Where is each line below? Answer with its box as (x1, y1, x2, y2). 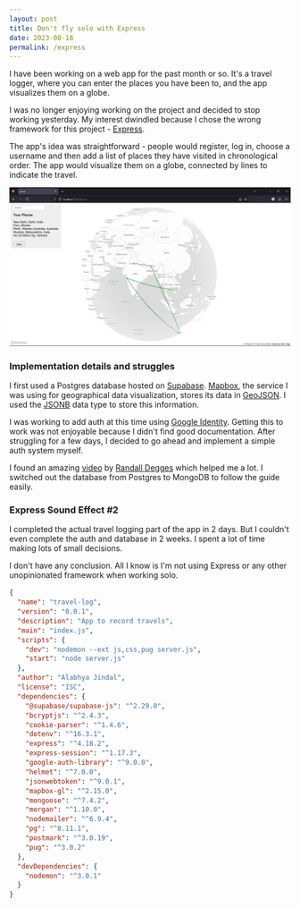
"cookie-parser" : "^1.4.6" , (25, 720, 129, 729)
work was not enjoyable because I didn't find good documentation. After (9, 426, 276, 437)
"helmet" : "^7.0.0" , (25, 767, 102, 776)
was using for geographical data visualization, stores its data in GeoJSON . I (9, 390, 287, 401)
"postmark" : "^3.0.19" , (25, 834, 114, 843)
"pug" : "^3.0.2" (25, 843, 87, 852)
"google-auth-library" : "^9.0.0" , (25, 759, 154, 767)
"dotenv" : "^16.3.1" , (25, 730, 105, 739)
